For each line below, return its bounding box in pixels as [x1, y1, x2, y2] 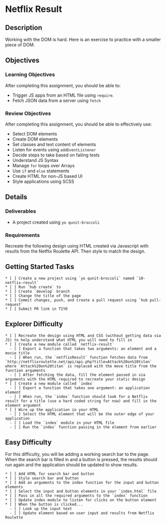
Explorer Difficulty [5, 320, 63, 328]
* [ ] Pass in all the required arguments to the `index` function [5, 493, 148, 499]
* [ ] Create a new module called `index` [5, 381, 94, 386]
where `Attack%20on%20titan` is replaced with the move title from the [5, 364, 157, 369]
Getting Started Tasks [5, 262, 75, 271]
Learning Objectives [5, 71, 56, 78]
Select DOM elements [12, 131, 57, 136]
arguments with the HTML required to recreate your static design [5, 377, 146, 382]
